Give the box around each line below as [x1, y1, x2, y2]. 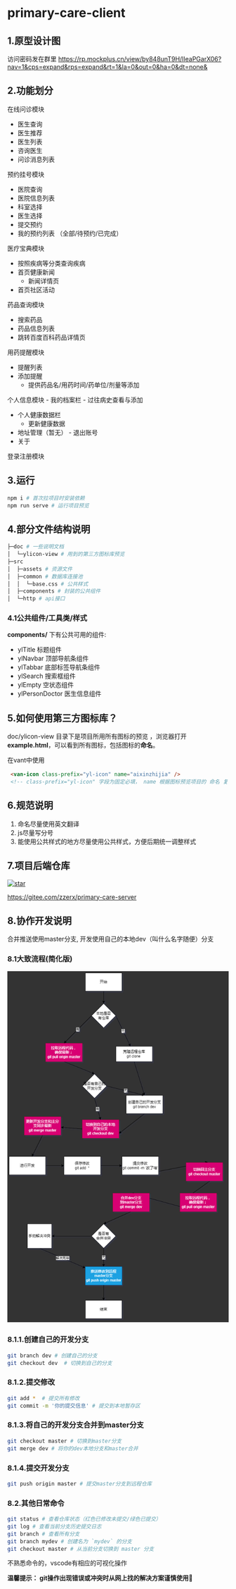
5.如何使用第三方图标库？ [7, 712, 118, 724]
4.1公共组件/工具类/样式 [7, 613, 88, 623]
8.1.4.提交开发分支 [7, 1463, 70, 1473]
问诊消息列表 [17, 155, 55, 163]
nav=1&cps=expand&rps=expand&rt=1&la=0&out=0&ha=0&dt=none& [7, 63, 208, 71]
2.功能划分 [7, 85, 54, 97]
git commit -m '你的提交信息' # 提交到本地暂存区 [7, 1402, 140, 1409]
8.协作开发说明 [7, 915, 72, 927]
